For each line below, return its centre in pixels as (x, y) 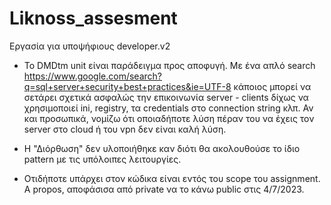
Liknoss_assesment (93, 18)
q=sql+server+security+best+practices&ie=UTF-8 (127, 86)
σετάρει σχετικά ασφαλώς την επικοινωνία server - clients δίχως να (166, 97)
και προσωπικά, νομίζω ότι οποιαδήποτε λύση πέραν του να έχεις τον (169, 118)
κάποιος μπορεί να (272, 86)
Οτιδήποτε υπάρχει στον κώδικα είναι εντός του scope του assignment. (172, 178)
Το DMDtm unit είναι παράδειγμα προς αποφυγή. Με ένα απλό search (169, 65)
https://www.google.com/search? (92, 76)
